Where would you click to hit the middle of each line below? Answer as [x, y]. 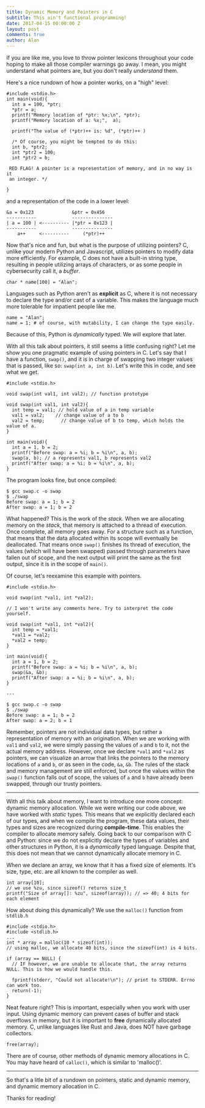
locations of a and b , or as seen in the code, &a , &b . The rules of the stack [98, 764]
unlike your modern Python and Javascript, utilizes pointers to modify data [100, 252]
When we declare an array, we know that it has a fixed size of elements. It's [101, 865]
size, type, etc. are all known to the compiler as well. [72, 871]
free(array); [23, 1045]
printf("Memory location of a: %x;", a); [67, 120]
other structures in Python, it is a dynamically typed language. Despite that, [101, 847]
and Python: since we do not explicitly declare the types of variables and [98, 840]
